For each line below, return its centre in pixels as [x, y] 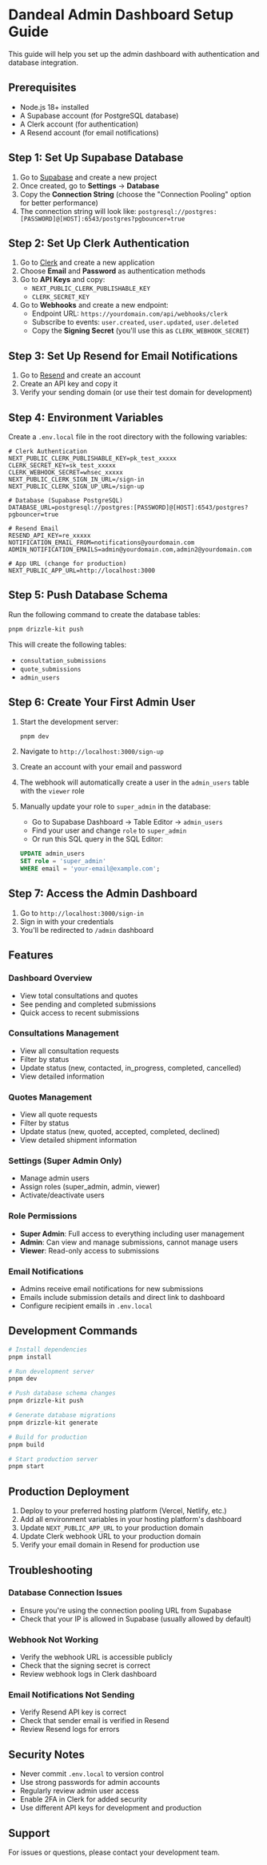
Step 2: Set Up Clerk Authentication [99, 243]
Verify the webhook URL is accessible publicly [96, 1657]
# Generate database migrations [62, 1415]
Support [29, 1833]
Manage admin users [54, 1178]
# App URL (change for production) [68, 563]
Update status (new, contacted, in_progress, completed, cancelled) [130, 1068]
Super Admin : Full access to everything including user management [132, 1233]
